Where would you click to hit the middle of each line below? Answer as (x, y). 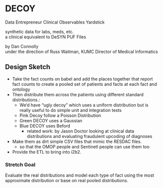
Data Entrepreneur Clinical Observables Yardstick (55, 22)
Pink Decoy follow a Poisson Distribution (60, 115)
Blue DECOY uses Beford (45, 126)
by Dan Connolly (22, 46)
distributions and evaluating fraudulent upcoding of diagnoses (90, 136)
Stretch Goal (20, 164)
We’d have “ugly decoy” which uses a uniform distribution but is (84, 105)
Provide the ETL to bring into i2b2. (47, 152)
